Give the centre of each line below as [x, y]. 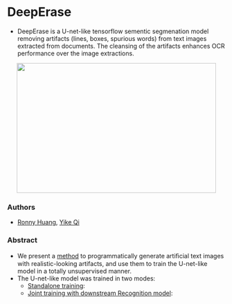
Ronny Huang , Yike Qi [48, 222]
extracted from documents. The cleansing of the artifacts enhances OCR [121, 46]
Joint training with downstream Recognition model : [100, 293]
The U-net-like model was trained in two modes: [86, 278]
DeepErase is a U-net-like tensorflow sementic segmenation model [113, 31]
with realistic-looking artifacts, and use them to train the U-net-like [112, 263]
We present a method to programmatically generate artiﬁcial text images [121, 256]
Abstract [23, 240]
